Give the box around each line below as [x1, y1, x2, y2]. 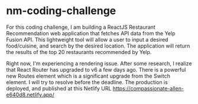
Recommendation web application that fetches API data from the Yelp [6, 29, 176, 36]
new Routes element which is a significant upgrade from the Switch [6, 72, 170, 79]
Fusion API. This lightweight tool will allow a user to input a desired [6, 36, 168, 43]
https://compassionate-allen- [112, 85, 184, 92]
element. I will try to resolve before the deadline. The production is [6, 78, 168, 86]
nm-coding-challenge [6, 4, 116, 18]
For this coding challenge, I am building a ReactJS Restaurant [6, 24, 155, 31]
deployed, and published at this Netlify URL [6, 85, 112, 92]
